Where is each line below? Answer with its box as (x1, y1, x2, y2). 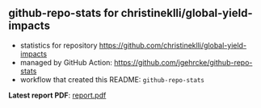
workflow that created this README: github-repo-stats (19, 74, 204, 84)
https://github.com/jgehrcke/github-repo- (114, 57, 253, 67)
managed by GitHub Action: (19, 57, 113, 67)
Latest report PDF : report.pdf (8, 90, 107, 100)
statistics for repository (19, 40, 98, 50)
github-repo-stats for (8, 6, 119, 20)
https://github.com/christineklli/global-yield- (99, 40, 247, 50)
